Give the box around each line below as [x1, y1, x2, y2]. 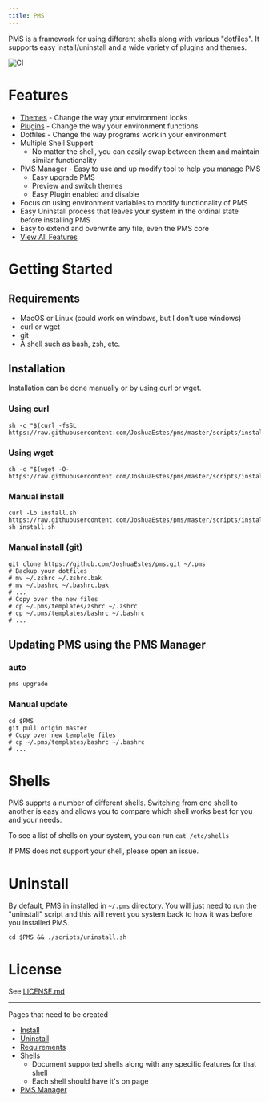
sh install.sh [8, 523, 56, 531]
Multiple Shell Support [19, 138, 94, 148]
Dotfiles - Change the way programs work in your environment [19, 129, 227, 139]
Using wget [8, 447, 54, 458]
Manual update [8, 699, 68, 710]
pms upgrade [8, 680, 48, 689]
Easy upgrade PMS [31, 172, 95, 181]
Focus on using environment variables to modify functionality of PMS [19, 197, 248, 207]
